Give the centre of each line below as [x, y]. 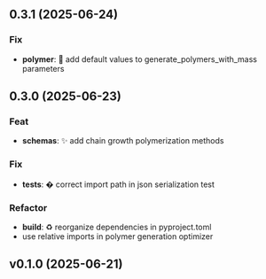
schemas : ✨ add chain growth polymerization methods [123, 141]
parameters [43, 68]
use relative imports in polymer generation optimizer [117, 236]
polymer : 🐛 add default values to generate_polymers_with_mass [139, 59]
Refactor [28, 207]
